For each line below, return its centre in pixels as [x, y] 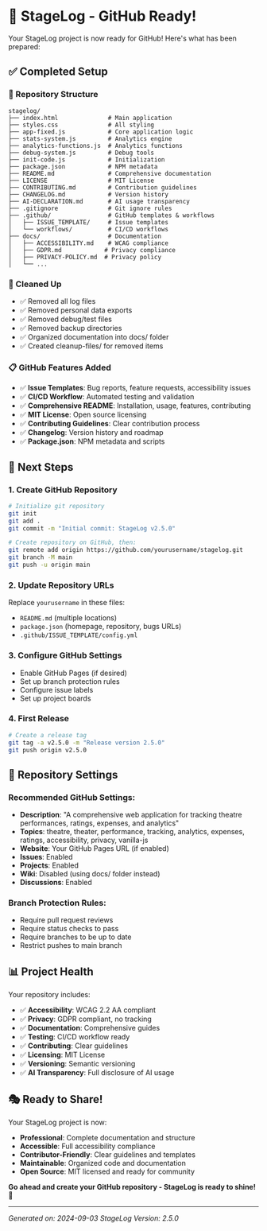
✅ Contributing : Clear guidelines [74, 1046]
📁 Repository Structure [53, 95]
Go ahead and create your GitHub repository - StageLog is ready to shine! [132, 1187]
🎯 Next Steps [41, 467]
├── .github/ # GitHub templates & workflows [112, 215]
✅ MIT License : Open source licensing [83, 415]
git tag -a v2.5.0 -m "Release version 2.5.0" [87, 743]
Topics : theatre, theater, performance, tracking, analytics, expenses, [132, 832]
